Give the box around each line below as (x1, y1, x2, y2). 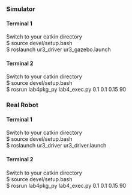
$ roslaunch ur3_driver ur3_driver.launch (6, 142, 107, 149)
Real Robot (6, 101, 39, 110)
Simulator (6, 5, 35, 13)
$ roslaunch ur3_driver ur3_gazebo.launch (6, 46, 111, 53)
